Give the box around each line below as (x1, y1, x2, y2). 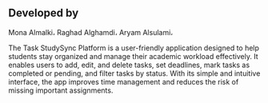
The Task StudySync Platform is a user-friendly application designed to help (8, 43, 260, 53)
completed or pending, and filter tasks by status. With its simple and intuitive (8, 68, 261, 78)
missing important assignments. (8, 85, 114, 95)
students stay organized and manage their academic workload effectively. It (8, 51, 258, 61)
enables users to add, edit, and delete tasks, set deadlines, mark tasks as (8, 60, 250, 69)
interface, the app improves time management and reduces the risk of (8, 77, 239, 86)
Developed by (8, 6, 79, 20)
